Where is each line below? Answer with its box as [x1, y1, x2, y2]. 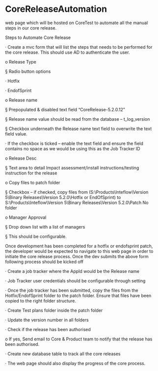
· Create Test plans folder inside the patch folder [5, 307, 103, 313]
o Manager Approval [5, 214, 47, 220]
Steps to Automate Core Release [5, 34, 71, 40]
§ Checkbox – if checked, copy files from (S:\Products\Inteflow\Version [5, 189, 149, 195]
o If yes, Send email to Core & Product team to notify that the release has [5, 336, 153, 342]
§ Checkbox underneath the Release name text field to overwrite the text [5, 126, 152, 132]
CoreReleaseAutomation [5, 3, 107, 15]
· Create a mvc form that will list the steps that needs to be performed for [5, 44, 153, 50]
